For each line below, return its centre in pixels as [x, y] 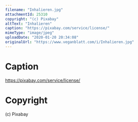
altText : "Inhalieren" [29, 24]
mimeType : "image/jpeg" [30, 33]
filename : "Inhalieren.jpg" [34, 10]
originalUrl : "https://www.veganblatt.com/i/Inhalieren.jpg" [70, 42]
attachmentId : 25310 [27, 14]
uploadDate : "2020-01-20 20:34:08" [42, 38]
